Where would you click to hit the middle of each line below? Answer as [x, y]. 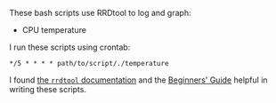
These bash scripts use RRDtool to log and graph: [100, 13]
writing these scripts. [48, 89]
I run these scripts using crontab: [70, 47]
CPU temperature [54, 30]
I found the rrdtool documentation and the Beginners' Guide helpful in [139, 80]
